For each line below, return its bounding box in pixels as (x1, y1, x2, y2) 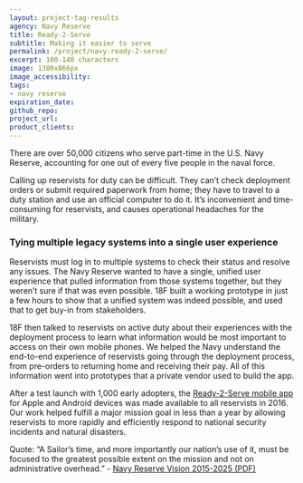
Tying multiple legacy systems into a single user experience (9, 236, 279, 248)
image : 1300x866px (9, 64, 79, 73)
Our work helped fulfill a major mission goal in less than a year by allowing (9, 407, 286, 418)
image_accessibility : (9, 72, 91, 82)
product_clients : (9, 123, 75, 132)
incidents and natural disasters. (9, 427, 127, 438)
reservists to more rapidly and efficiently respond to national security (9, 417, 267, 428)
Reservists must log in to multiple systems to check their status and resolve (9, 256, 290, 267)
